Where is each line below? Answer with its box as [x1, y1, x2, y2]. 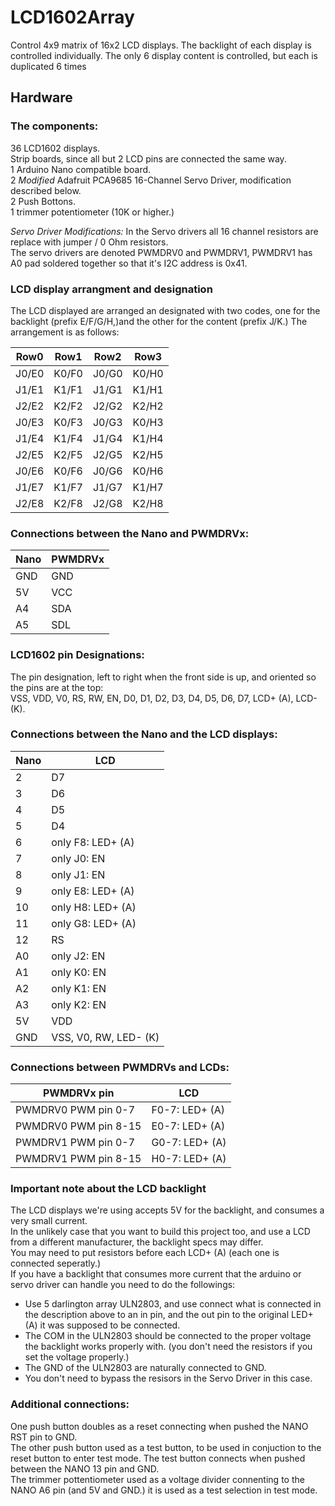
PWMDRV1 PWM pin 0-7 [15, 1136, 136, 1150]
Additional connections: [10, 1397, 130, 1411]
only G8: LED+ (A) [51, 916, 137, 930]
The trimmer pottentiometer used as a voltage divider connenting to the [10, 1473, 305, 1485]
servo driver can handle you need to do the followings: [10, 1279, 236, 1291]
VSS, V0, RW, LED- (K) [51, 1030, 160, 1044]
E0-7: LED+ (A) [151, 1119, 226, 1133]
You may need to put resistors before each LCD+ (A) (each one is [10, 1247, 280, 1259]
